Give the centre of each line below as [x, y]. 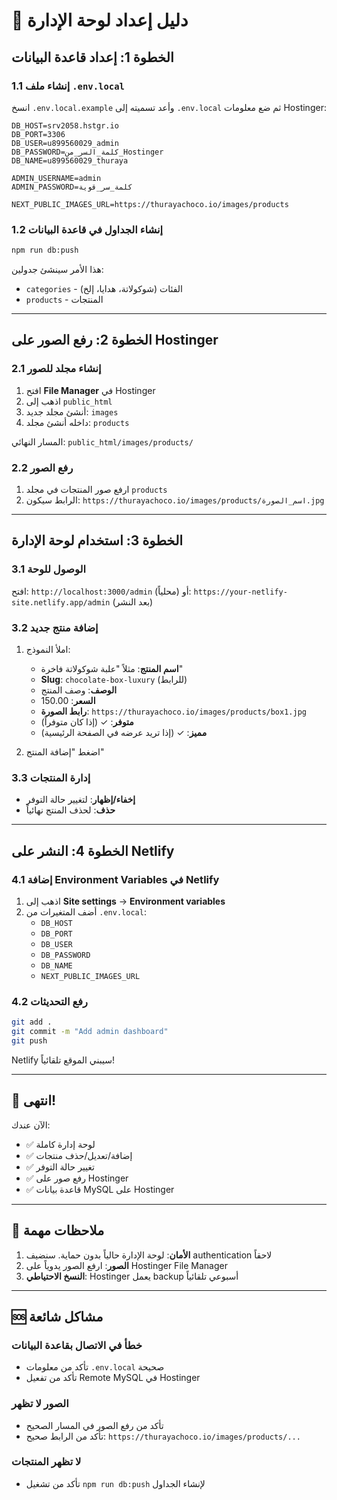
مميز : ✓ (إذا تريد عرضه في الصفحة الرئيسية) [124, 733]
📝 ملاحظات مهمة [58, 1230]
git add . [32, 1022]
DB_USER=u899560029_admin [65, 143]
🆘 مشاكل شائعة [57, 1316]
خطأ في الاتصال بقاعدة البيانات [77, 1345]
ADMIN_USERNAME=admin [56, 178]
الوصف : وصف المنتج [79, 690]
